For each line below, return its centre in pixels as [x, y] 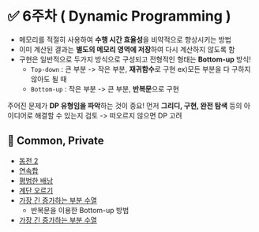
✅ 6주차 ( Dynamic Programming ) [119, 16]
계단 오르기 [36, 190]
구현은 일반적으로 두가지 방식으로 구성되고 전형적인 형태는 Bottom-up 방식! [135, 59]
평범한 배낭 [36, 180]
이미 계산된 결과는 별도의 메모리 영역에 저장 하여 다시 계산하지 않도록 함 [127, 49]
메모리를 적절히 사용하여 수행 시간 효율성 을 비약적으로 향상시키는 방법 [125, 39]
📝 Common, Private [56, 141]
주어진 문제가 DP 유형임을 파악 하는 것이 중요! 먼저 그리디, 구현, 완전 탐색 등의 [125, 105]
